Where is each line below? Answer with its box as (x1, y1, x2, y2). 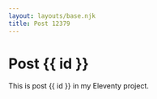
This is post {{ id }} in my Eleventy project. (8, 81, 150, 91)
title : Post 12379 (8, 19, 70, 28)
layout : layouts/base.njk (8, 11, 95, 20)
